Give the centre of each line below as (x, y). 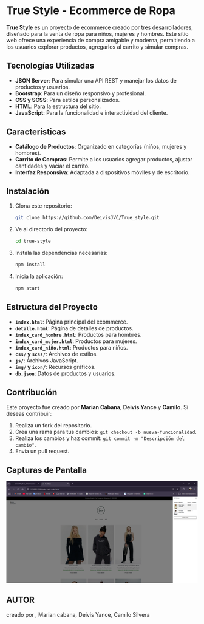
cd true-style (33, 241)
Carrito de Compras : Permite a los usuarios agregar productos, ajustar (104, 159)
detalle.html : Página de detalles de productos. (74, 328)
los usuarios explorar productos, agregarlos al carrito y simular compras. (97, 47)
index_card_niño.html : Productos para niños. (71, 347)
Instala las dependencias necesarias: (61, 253)
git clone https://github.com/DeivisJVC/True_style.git (87, 218)
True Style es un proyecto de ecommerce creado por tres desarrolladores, (100, 27)
